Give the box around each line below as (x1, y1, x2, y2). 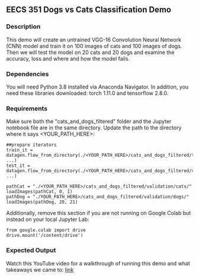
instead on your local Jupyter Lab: (6, 216, 90, 223)
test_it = (6, 163, 31, 169)
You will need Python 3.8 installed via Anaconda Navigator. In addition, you (6, 83, 189, 90)
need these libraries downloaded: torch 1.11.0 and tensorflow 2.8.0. (6, 89, 169, 97)
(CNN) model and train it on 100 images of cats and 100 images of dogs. (6, 42, 182, 49)
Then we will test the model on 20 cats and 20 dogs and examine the (6, 49, 175, 56)
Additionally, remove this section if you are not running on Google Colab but (6, 210, 191, 217)
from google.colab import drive (6, 227, 86, 233)
